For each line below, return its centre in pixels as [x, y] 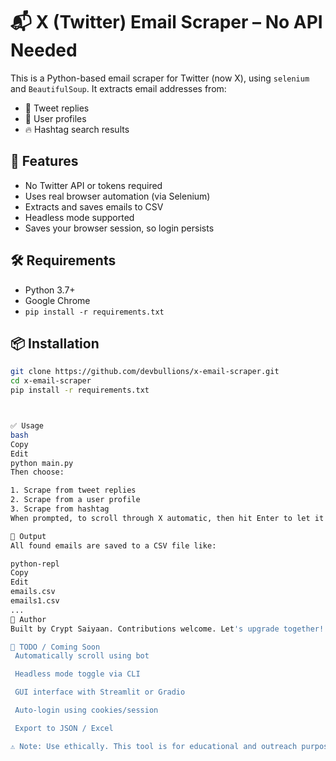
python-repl [35, 564]
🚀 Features [44, 161]
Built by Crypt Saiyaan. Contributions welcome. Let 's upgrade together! [167, 629]
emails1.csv [35, 601]
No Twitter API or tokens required [93, 185]
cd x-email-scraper [51, 381]
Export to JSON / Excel [64, 728]
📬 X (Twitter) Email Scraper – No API [166, 22]
